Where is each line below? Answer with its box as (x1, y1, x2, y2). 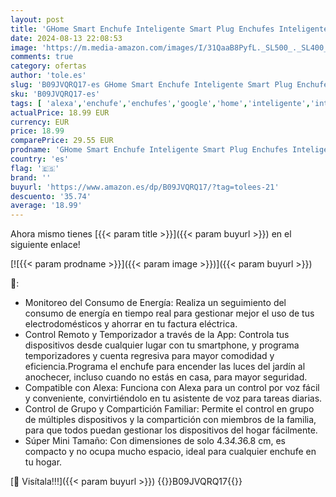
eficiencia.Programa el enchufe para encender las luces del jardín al (24, 361, 306, 373)
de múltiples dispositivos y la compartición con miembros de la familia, (24, 414, 317, 426)
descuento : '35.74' (10, 191, 92, 201)
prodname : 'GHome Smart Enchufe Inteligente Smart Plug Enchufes (10, 145, 288, 155)
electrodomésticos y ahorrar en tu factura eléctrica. (24, 318, 238, 330)
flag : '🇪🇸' (10, 163, 60, 173)
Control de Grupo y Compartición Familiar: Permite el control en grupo (24, 403, 315, 415)
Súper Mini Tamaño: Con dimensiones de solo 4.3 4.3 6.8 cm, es (24, 435, 286, 447)
